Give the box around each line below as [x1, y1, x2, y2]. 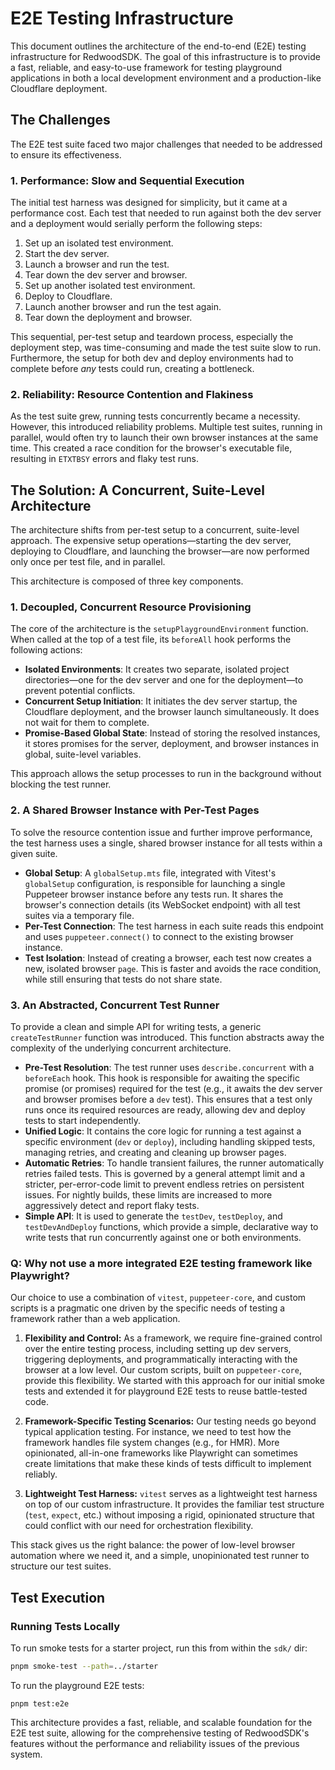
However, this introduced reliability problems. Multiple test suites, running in [10, 421, 323, 433]
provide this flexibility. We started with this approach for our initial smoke [24, 1375, 325, 1387]
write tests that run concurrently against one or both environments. [24, 1232, 302, 1244]
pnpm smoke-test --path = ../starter [10, 1662, 159, 1672]
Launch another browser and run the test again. [24, 301, 222, 313]
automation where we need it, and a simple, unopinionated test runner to [10, 1550, 310, 1562]
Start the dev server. [24, 248, 110, 260]
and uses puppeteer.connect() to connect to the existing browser [24, 930, 294, 942]
